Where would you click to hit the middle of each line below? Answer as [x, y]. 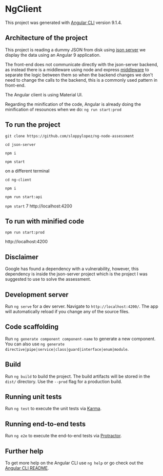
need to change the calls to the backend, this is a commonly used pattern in [81, 80]
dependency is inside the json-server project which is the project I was [76, 274]
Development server [37, 295]
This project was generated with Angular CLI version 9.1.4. [63, 23]
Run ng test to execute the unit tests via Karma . [53, 408]
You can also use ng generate [35, 344]
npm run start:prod [25, 233]
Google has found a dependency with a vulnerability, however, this [72, 269]
